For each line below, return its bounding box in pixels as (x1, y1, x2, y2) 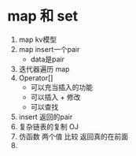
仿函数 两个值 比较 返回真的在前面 (18, 132, 129, 141)
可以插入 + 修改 (30, 92, 81, 102)
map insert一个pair (18, 44, 80, 54)
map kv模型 (18, 35, 57, 44)
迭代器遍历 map (18, 64, 70, 73)
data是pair (30, 54, 64, 64)
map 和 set (7, 7, 79, 25)
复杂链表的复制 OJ (18, 121, 79, 131)
